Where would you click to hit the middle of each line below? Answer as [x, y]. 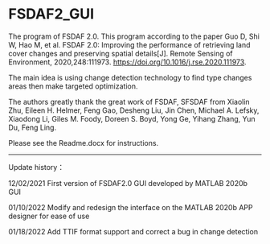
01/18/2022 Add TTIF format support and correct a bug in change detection [133, 231]
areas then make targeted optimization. [73, 86]
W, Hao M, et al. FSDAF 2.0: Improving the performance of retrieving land [129, 44]
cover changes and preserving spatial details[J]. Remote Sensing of [121, 53]
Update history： [37, 167]
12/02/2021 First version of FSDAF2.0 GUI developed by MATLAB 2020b [128, 183]
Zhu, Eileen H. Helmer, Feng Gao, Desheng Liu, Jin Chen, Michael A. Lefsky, [134, 110]
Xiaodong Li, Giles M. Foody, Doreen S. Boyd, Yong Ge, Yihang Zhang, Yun [132, 118]
